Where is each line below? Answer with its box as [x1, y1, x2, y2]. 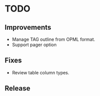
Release [5, 84, 31, 93]
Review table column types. [12, 69, 70, 75]
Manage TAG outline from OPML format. [12, 36, 95, 42]
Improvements [5, 23, 51, 32]
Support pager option [12, 42, 57, 48]
